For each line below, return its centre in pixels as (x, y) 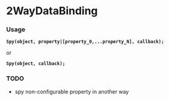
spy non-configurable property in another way (72, 91)
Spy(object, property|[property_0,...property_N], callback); (85, 42)
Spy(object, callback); (36, 64)
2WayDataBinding (52, 11)
